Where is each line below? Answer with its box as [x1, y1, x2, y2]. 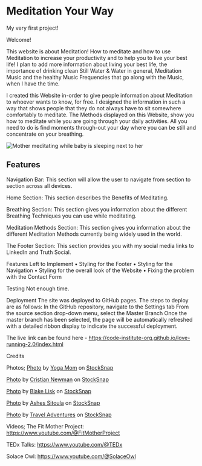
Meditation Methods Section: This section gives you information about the [6, 224, 191, 231]
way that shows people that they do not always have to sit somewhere [6, 104, 181, 112]
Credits [6, 352, 25, 359]
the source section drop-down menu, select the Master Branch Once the [6, 309, 187, 316]
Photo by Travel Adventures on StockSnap [6, 411, 112, 418]
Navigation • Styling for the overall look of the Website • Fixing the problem [6, 267, 195, 274]
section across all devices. [6, 182, 73, 189]
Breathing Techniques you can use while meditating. [6, 212, 137, 219]
